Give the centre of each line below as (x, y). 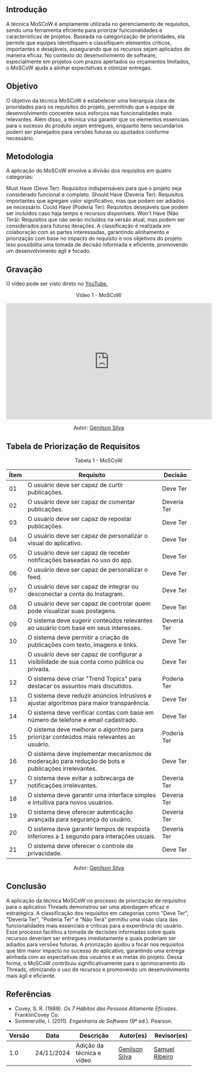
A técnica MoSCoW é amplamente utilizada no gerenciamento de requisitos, (98, 24)
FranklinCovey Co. (37, 1015)
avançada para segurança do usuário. (80, 820)
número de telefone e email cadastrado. (83, 720)
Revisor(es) (171, 1035)
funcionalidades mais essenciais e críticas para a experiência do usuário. (95, 925)
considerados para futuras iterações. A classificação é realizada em (88, 226)
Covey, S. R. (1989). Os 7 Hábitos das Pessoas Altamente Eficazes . (96, 1008)
